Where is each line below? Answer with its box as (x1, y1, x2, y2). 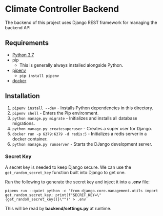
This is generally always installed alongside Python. (19, 62, 123, 68)
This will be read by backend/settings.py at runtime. (5, 205, 112, 211)
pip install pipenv (19, 73, 60, 79)
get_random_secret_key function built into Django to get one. (5, 169, 126, 175)
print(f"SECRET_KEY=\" (55, 193, 102, 197)
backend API (5, 24, 31, 30)
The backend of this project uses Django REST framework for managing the (5, 20, 158, 25)
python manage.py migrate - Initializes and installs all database (12, 115, 138, 121)
